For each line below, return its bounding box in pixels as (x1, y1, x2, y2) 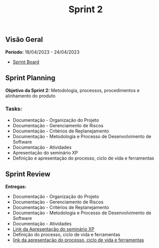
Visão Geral (5, 35, 43, 44)
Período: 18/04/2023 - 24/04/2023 (5, 49, 80, 55)
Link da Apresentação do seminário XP (12, 226, 95, 232)
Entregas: (5, 183, 26, 190)
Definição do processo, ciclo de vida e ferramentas (12, 231, 121, 237)
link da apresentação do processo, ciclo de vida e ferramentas (12, 237, 144, 243)
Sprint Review (5, 170, 51, 178)
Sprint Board (12, 59, 40, 65)
